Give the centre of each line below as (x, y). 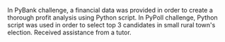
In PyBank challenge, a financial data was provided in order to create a (110, 10)
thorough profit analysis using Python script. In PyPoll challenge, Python (112, 17)
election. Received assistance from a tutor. (70, 32)
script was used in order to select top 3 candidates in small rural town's (111, 25)
